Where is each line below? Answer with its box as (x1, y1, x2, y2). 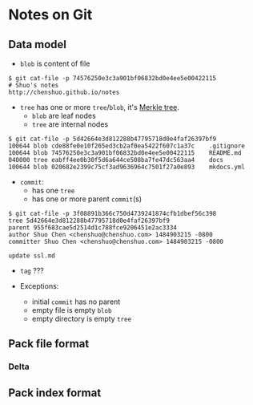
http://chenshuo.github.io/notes (8, 88, 120, 96)
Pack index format (8, 386, 102, 399)
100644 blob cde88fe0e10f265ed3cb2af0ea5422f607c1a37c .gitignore (8, 142, 246, 150)
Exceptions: (19, 281, 59, 290)
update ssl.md (8, 252, 56, 260)
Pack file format (8, 337, 90, 350)
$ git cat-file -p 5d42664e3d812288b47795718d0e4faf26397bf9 (8, 135, 217, 143)
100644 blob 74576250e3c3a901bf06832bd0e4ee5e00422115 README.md (8, 149, 242, 157)
